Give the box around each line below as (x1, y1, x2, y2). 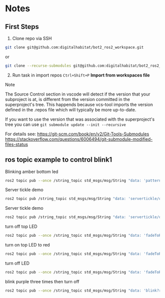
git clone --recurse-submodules (5, 63, 71, 68)
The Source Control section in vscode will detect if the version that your (5, 91, 151, 97)
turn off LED (5, 260, 30, 266)
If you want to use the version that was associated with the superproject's (5, 116, 155, 122)
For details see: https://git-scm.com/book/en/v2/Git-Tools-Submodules (5, 131, 149, 137)
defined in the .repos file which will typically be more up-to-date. (5, 106, 137, 113)
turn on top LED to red (5, 242, 50, 248)
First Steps (5, 23, 39, 31)
